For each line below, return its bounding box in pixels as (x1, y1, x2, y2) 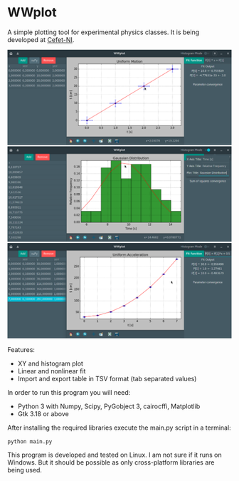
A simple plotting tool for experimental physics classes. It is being (7, 28, 200, 36)
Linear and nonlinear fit (17, 367, 86, 376)
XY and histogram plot (17, 359, 84, 368)
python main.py (7, 438, 53, 445)
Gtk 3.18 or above (17, 410, 69, 418)
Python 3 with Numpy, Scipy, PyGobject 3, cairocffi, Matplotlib (17, 402, 201, 410)
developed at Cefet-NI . (7, 35, 75, 43)
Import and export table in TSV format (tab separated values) (17, 375, 197, 383)
